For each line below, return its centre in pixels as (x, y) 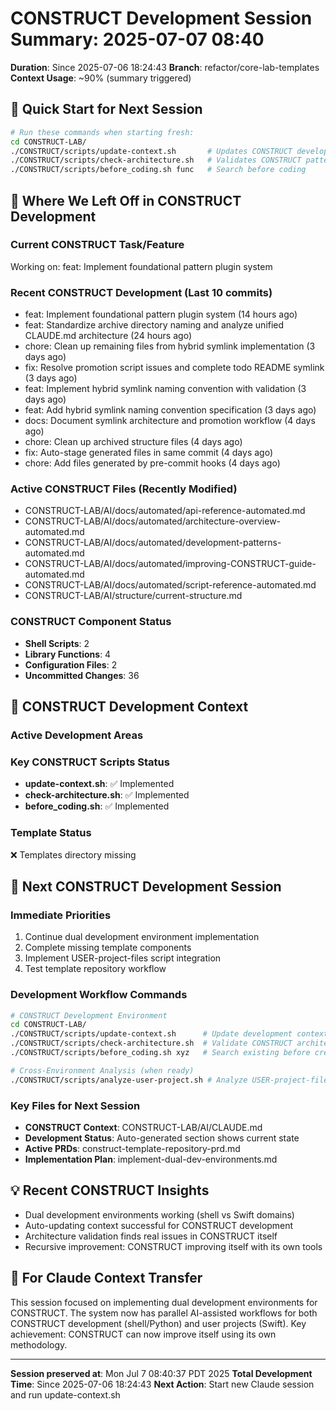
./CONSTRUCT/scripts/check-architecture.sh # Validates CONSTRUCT (156, 160)
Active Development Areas (77, 735)
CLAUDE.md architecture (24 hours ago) (108, 336)
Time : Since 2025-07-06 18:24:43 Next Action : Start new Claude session (162, 1384)
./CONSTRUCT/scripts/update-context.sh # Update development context (169, 1034)
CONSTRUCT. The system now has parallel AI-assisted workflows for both (164, 1313)
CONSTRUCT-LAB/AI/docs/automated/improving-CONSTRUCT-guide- (170, 564)
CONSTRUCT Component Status (91, 622)
